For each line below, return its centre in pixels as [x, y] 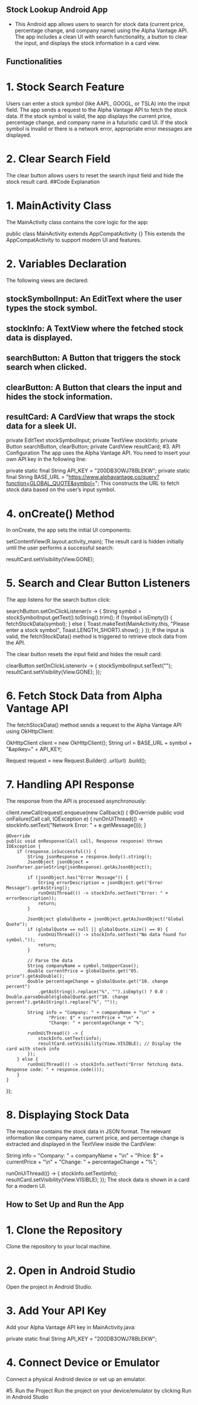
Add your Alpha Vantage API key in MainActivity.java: [71, 1327]
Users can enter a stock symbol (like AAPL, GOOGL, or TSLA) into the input [98, 104]
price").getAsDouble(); [36, 976]
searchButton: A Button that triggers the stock [93, 358]
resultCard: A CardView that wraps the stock [91, 417]
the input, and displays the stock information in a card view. [87, 43]
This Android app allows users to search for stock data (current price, [100, 24]
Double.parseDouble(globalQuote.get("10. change [67, 997]
